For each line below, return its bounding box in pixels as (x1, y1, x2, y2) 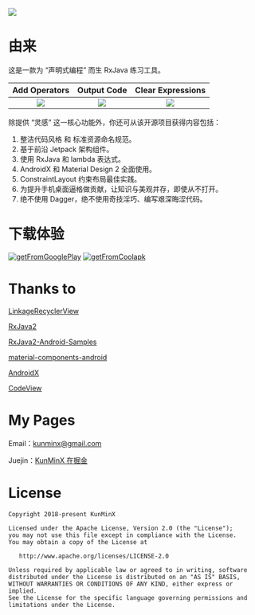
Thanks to (8, 280, 76, 298)
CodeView (8, 383, 42, 393)
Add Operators (12, 84, 70, 96)
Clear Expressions (135, 84, 206, 96)
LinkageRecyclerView (8, 306, 80, 315)
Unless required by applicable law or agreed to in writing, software (8, 566, 248, 574)
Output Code (76, 84, 127, 96)
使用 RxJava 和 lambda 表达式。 (19, 154, 126, 163)
